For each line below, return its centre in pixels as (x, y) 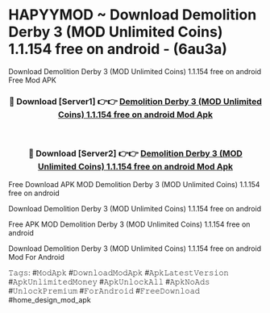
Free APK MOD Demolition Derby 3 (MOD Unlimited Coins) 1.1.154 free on (129, 224)
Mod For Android (36, 257)
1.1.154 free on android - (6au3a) (118, 49)
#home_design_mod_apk (50, 299)
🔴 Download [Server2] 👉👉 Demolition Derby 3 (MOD (135, 153)
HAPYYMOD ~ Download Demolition (133, 15)
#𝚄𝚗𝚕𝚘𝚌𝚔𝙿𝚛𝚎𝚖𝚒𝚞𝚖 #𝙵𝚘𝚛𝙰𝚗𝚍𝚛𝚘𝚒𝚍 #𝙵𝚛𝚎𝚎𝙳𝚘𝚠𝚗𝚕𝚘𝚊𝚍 (104, 290)
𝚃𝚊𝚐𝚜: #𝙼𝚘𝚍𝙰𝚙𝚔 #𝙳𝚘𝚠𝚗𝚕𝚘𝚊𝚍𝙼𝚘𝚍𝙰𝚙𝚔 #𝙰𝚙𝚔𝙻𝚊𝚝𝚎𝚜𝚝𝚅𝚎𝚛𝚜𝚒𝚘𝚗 (119, 273)
